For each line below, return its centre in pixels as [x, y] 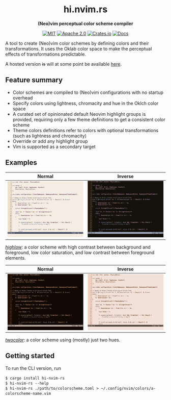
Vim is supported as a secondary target [54, 146]
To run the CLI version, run [33, 368]
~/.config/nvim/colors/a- [129, 388]
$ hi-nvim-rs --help [27, 383]
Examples [21, 162]
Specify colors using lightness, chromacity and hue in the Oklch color [85, 103]
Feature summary [34, 80]
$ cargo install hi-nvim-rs [35, 378]
